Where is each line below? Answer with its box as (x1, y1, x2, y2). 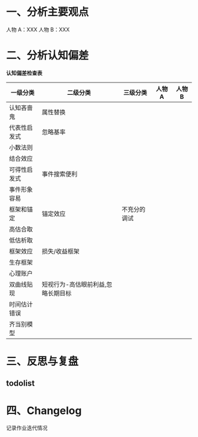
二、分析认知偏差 (6, 49, 90, 62)
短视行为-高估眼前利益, (42, 280, 107, 289)
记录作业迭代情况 (6, 425, 48, 432)
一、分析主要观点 (6, 5, 90, 19)
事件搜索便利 (42, 170, 78, 178)
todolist (6, 378, 35, 389)
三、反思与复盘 (6, 355, 79, 368)
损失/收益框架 (42, 247, 80, 255)
